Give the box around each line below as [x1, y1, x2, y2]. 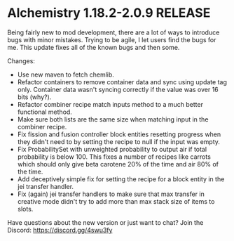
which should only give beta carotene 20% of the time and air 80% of [17, 159, 219, 168]
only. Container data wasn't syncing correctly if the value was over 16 [17, 85, 219, 93]
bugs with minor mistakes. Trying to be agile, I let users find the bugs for [7, 35, 216, 44]
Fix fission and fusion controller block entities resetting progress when [17, 130, 221, 138]
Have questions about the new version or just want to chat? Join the [7, 218, 204, 226]
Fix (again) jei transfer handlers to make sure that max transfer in [17, 190, 205, 198]
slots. [17, 204, 34, 213]
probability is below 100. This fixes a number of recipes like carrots [17, 152, 212, 161]
